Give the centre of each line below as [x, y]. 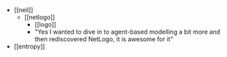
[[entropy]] [29, 46]
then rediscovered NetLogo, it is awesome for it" [104, 39]
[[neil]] [23, 10]
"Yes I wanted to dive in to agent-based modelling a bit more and [127, 32]
